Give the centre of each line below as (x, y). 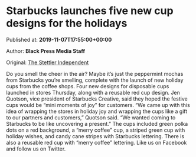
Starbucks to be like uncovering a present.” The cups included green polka (97, 123)
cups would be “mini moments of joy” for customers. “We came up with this (98, 105)
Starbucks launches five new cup (90, 11)
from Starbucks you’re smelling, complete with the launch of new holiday (95, 80)
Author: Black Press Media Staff (46, 51)
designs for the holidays (67, 23)
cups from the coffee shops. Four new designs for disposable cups (88, 86)
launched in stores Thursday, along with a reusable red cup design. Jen (93, 92)
